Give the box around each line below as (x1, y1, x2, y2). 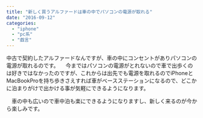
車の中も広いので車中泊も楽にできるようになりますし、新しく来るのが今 (11, 97, 192, 105)
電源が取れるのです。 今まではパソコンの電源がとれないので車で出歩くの (6, 62, 193, 69)
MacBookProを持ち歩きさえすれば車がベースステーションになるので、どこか (6, 77, 197, 84)
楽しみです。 (11, 105, 44, 112)
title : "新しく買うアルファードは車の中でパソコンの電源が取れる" (6, 8, 153, 15)
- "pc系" (12, 31, 33, 38)
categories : (6, 20, 36, 26)
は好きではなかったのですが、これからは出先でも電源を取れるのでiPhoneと (6, 70, 194, 76)
